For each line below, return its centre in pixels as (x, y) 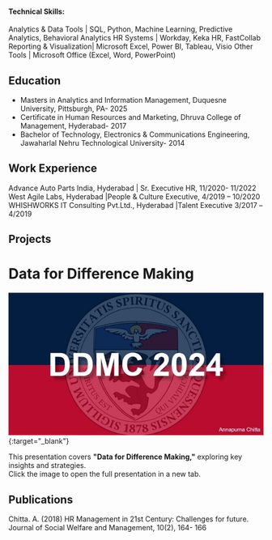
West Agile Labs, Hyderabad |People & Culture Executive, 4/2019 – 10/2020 (134, 196)
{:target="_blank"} (39, 441)
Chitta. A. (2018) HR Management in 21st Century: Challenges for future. (129, 519)
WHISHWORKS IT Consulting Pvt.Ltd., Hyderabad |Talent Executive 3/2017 (133, 205)
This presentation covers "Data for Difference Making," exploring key (125, 457)
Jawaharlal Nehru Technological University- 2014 (102, 143)
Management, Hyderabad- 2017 (73, 126)
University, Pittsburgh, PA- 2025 (74, 108)
